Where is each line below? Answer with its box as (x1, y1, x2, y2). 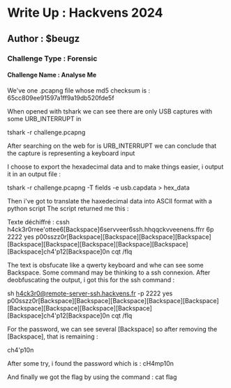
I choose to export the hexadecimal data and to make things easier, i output (7, 162, 224, 171)
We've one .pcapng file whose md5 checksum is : (7, 86, 151, 95)
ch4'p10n (7, 346, 34, 354)
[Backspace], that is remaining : (7, 332, 99, 341)
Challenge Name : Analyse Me (7, 71, 97, 79)
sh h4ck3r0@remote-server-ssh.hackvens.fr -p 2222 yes (7, 289, 173, 297)
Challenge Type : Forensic (7, 54, 98, 63)
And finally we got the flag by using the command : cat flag (7, 373, 177, 381)
